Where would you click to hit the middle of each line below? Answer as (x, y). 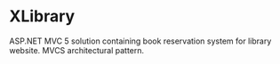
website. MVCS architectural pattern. (77, 50)
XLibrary (42, 16)
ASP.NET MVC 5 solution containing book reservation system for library (140, 41)
